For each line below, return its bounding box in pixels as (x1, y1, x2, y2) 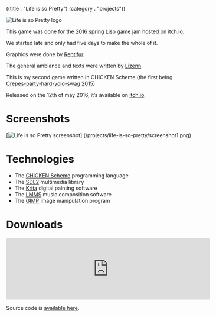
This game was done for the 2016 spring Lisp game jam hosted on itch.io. (6, 28, 185, 35)
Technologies (6, 153, 75, 166)
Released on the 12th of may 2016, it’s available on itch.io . (6, 92, 146, 98)
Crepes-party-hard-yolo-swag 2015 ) (6, 80, 96, 87)
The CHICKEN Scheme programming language (14, 172, 129, 179)
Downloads (6, 218, 63, 231)
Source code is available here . (6, 304, 80, 311)
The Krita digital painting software (14, 185, 97, 192)
